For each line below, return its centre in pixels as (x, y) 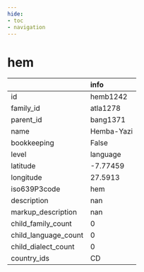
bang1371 (108, 120)
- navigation (26, 27)
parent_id (26, 120)
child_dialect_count (43, 247)
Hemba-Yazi (111, 131)
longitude (26, 178)
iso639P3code (36, 189)
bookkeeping (32, 143)
